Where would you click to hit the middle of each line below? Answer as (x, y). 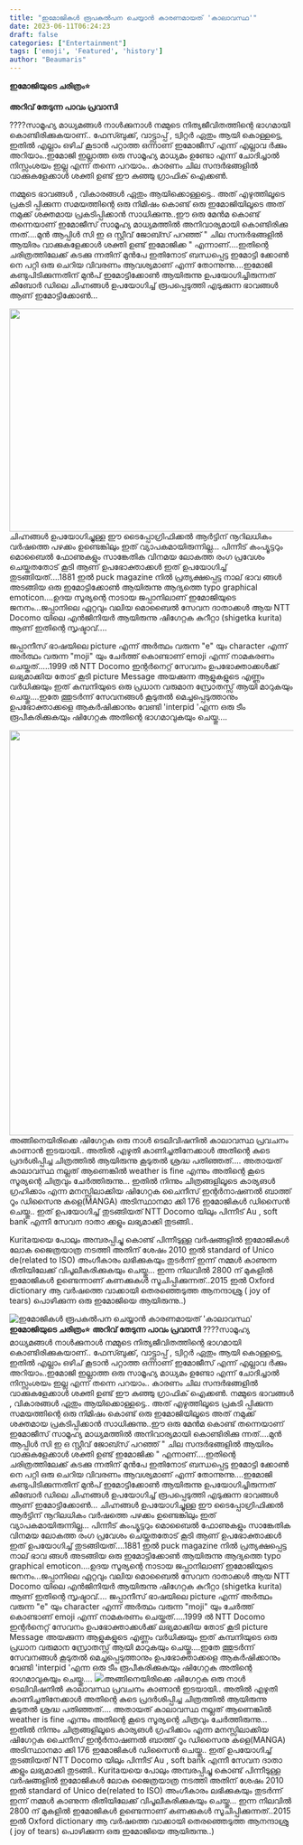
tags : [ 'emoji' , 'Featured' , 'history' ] (87, 51)
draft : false (34, 34)
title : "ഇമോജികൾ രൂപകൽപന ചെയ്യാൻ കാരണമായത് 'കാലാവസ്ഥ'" (133, 18)
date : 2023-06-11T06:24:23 (60, 26)
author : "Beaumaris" (48, 60)
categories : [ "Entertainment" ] (68, 43)
